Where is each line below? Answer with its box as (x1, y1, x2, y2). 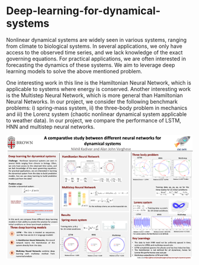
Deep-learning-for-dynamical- (6, 4, 161, 18)
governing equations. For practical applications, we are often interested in (6, 55, 187, 62)
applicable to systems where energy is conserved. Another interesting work (6, 85, 191, 92)
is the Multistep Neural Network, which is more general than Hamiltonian (6, 92, 183, 99)
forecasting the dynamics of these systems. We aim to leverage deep (6, 61, 175, 69)
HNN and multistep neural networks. (6, 123, 95, 130)
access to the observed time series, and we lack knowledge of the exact (6, 49, 183, 56)
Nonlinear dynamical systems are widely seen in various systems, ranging (6, 36, 187, 43)
